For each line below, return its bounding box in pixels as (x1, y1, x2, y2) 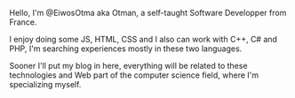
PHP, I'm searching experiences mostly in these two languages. (9, 43, 243, 54)
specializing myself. (9, 79, 82, 89)
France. (9, 17, 37, 27)
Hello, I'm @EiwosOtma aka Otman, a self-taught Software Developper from (9, 8, 287, 18)
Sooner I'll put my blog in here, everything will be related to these (9, 61, 248, 71)
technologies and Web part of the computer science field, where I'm (9, 70, 259, 80)
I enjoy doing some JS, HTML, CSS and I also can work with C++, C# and (9, 34, 278, 44)
